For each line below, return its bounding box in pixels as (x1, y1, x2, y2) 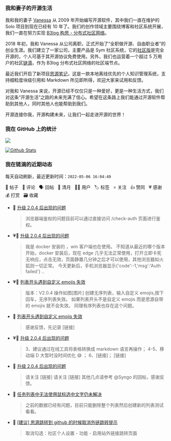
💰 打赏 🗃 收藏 (5, 192, 38, 198)
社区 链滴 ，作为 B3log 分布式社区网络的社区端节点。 (14, 60, 123, 66)
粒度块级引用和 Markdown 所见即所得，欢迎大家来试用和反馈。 (14, 77, 146, 83)
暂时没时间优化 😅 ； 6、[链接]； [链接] (44, 352, 126, 358)
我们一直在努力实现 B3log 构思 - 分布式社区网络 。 (5, 30, 109, 36)
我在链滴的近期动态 (5, 161, 52, 168)
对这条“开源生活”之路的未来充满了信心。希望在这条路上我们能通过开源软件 (5, 94, 161, 101)
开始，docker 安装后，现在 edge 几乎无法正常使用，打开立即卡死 (25, 250, 162, 256)
